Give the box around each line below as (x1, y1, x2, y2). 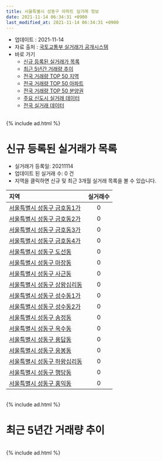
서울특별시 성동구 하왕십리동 (9, 357, 82, 366)
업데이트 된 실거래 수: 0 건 (14, 170, 74, 177)
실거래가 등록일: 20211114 (14, 163, 74, 170)
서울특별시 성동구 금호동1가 (9, 204, 81, 212)
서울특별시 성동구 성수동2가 (9, 302, 81, 311)
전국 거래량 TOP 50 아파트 (23, 80, 84, 87)
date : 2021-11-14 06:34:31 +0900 (6, 14, 88, 20)
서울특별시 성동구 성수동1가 (9, 292, 81, 300)
